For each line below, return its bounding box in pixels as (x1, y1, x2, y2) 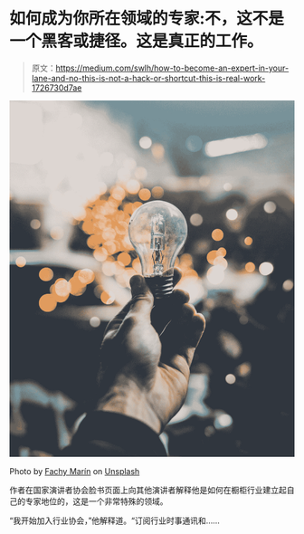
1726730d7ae (31, 82, 82, 93)
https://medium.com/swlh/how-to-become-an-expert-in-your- (55, 62, 290, 73)
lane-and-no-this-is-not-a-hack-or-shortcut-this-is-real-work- (31, 72, 266, 83)
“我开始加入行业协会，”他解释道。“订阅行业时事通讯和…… (9, 515, 220, 526)
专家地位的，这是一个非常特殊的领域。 (24, 496, 168, 507)
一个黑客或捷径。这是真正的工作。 (9, 31, 264, 52)
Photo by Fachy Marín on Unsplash (9, 466, 140, 477)
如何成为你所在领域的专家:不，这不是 (9, 8, 285, 29)
